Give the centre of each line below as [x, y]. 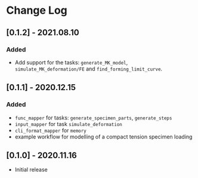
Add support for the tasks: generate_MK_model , [71, 62]
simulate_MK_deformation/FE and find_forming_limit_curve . [89, 69]
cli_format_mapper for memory [50, 130]
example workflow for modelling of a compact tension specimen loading [103, 136]
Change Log [37, 10]
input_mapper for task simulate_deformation [68, 124]
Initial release [31, 170]
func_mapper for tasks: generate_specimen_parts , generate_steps [93, 118]
